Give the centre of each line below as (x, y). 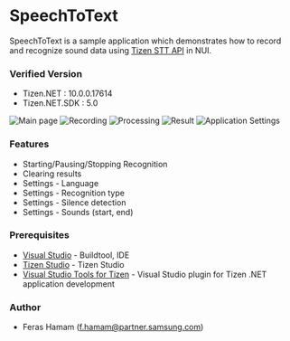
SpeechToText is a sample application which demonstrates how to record (145, 41)
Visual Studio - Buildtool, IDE (76, 255)
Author (25, 307)
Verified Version (46, 73)
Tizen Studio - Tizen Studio (73, 264)
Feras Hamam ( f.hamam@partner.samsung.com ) (113, 327)
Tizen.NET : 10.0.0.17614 (67, 94)
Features (29, 144)
